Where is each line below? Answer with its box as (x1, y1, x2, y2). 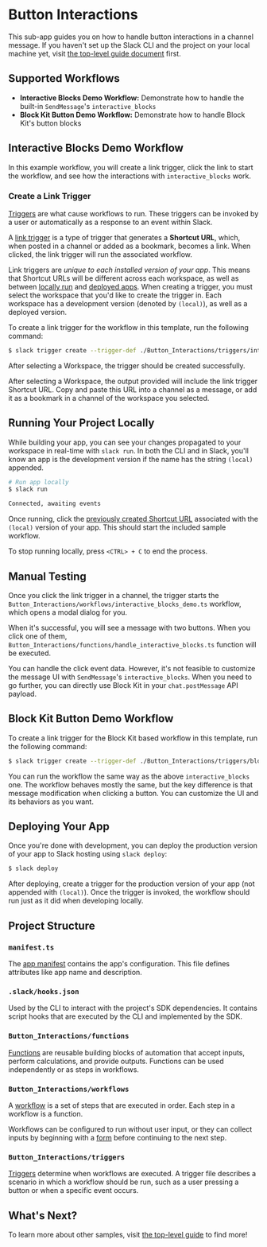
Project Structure (8, 919, 95, 932)
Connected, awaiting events (8, 499, 102, 508)
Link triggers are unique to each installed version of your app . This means (8, 265, 250, 274)
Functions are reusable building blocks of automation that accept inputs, (8, 1047, 245, 1057)
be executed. (8, 648, 52, 658)
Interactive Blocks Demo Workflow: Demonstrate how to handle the (19, 93, 245, 103)
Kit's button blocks (19, 118, 82, 128)
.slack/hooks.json (8, 987, 79, 996)
